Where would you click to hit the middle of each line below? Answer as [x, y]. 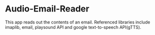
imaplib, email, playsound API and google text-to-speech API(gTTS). [73, 27]
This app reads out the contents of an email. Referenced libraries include [78, 22]
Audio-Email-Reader [47, 9]
